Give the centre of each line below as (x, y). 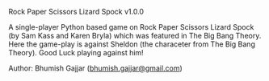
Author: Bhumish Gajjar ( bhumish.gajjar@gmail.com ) (96, 68)
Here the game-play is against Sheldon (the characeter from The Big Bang (132, 44)
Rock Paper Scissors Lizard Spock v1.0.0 (76, 12)
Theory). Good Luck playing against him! (76, 53)
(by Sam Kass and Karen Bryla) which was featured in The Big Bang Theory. (135, 36)
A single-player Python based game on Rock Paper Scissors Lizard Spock (131, 27)
